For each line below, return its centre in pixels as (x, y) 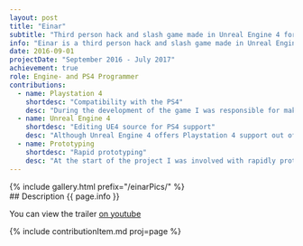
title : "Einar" (38, 26)
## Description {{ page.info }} (64, 196)
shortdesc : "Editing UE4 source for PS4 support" (121, 128)
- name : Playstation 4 (60, 93)
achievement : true (44, 69)
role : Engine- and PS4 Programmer (74, 77)
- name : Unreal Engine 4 (64, 118)
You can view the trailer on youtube (75, 213)
